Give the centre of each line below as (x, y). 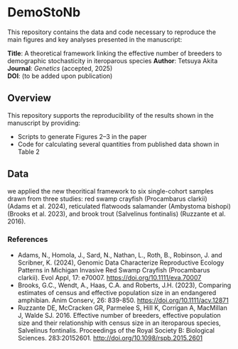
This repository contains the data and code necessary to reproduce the (112, 32)
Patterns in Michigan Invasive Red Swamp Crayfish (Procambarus (114, 270)
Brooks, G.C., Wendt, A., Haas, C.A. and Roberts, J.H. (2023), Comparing (124, 285)
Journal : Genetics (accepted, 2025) (60, 68)
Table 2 (29, 151)
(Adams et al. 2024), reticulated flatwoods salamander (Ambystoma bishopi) (119, 206)
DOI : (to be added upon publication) (60, 76)
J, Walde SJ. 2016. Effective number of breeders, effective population (119, 315)
